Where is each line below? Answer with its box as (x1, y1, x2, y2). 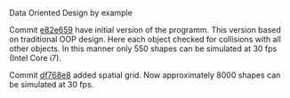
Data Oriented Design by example (9, 8, 133, 18)
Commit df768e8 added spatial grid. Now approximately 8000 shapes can (9, 70, 281, 80)
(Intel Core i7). (9, 53, 62, 63)
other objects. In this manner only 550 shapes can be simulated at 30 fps (9, 43, 278, 54)
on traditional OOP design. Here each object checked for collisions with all (9, 34, 282, 44)
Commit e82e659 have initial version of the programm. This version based (9, 25, 282, 34)
